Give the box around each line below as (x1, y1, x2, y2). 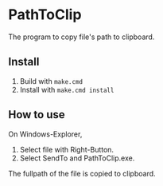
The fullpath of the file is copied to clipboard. (8, 168, 157, 178)
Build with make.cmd (19, 76, 83, 85)
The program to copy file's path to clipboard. (8, 32, 155, 42)
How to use (8, 108, 65, 121)
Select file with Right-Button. (19, 144, 114, 154)
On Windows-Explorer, (8, 129, 83, 139)
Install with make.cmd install (19, 85, 114, 94)
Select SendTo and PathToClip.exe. (19, 153, 135, 163)
